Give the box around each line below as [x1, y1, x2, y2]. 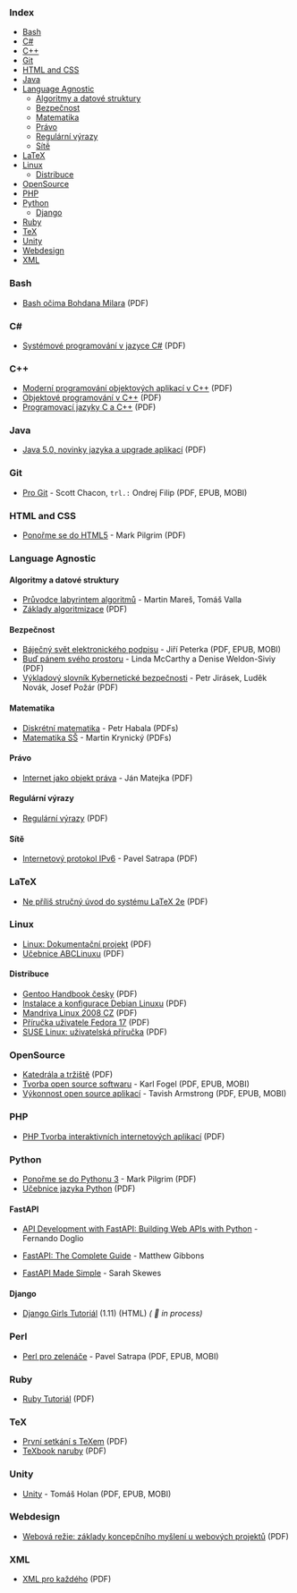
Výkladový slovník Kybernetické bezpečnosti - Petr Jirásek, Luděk [21, 673, 267, 684]
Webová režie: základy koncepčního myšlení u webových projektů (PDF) [21, 1530, 289, 1541]
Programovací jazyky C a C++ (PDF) [21, 402, 157, 413]
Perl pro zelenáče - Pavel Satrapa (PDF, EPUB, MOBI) [21, 1350, 219, 1361]
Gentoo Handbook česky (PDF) [21, 989, 138, 1000]
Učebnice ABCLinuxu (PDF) [21, 948, 124, 958]
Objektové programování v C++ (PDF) [21, 392, 162, 404]
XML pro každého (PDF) [21, 1573, 112, 1585]
